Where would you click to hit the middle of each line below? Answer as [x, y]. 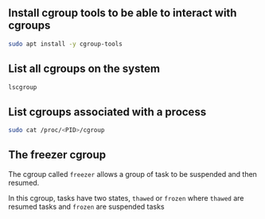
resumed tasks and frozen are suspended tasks [86, 206]
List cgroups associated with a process [107, 112]
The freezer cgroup [57, 155]
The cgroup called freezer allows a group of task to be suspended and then [132, 174]
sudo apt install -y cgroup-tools [66, 44]
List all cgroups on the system [84, 69]
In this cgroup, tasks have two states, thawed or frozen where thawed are [126, 197]
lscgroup [23, 87]
